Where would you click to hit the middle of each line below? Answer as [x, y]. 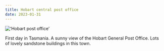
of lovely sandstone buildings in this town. [48, 43]
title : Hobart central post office [42, 10]
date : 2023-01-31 [23, 14]
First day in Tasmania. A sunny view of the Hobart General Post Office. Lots [82, 38]
